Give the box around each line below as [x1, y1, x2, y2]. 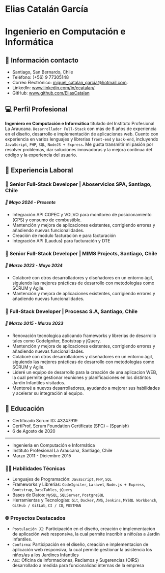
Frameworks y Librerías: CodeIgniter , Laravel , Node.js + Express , [12, 481, 146, 487]
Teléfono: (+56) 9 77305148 [12, 74, 69, 80]
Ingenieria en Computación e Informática [12, 442, 95, 448]
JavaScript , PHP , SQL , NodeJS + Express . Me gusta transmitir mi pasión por [5, 141, 154, 147]
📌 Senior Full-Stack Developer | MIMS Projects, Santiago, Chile [5, 250, 158, 257]
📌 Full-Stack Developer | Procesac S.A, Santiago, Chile [5, 308, 138, 315]
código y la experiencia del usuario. [5, 152, 78, 158]
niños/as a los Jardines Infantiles [12, 552, 79, 558]
